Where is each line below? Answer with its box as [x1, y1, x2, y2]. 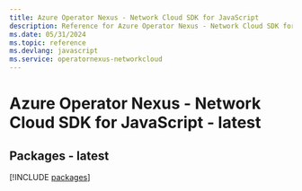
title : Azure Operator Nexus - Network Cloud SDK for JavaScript [9, 13, 259, 22]
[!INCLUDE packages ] [9, 172, 91, 182]
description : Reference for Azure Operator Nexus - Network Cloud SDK [9, 22, 280, 30]
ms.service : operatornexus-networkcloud [9, 55, 164, 64]
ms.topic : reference [9, 38, 87, 48]
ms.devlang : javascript [9, 47, 99, 56]
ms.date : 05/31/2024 [9, 30, 87, 39]
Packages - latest [9, 148, 110, 163]
